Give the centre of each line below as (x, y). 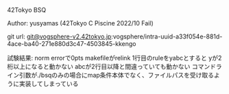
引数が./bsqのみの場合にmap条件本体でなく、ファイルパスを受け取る (117, 75)
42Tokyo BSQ (27, 10)
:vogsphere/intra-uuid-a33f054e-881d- (167, 36)
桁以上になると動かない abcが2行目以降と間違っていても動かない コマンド (112, 67)
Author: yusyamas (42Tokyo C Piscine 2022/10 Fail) (80, 23)
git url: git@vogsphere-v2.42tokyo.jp (59, 36)
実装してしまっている (49, 84)
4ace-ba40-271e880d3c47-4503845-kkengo (72, 44)
